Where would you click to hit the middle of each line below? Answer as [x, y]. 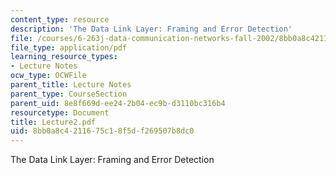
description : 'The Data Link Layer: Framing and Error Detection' [151, 29]
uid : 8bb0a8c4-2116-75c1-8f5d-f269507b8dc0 [102, 131]
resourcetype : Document [60, 112]
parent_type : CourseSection [69, 94]
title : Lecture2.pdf [53, 122]
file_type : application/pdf [69, 47]
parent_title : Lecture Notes [71, 85]
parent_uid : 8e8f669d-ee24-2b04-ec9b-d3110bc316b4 [118, 103]
